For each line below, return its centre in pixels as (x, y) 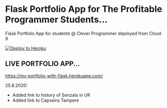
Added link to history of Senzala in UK (51, 95)
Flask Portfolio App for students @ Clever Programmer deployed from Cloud (83, 33)
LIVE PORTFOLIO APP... (43, 64)
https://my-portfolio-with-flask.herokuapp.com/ (54, 76)
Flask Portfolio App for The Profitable (84, 9)
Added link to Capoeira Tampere (46, 100)
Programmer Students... (57, 20)
